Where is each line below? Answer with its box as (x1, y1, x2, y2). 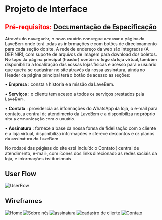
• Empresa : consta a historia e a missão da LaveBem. (5, 81, 115, 87)
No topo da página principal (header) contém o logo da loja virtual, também (5, 57, 157, 62)
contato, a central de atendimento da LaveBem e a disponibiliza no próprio (5, 111, 155, 117)
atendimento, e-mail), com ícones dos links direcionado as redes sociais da (5, 150, 157, 156)
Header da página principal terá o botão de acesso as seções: (5, 72, 131, 78)
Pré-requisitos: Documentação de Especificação (5, 23, 157, 31)
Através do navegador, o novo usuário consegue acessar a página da (5, 36, 145, 41)
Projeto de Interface (5, 3, 88, 15)
